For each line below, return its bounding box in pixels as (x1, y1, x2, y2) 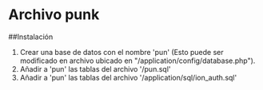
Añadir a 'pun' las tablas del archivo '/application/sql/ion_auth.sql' (19, 72, 237, 82)
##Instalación (8, 32, 54, 41)
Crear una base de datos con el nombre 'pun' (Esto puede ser (19, 47, 224, 57)
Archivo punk (8, 6, 100, 24)
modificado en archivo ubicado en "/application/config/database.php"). (19, 56, 256, 65)
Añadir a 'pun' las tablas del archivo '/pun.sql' (19, 64, 171, 73)
